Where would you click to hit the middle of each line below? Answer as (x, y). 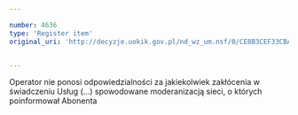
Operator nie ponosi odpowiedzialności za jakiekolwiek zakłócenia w (134, 82)
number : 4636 (33, 25)
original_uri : (35, 42)
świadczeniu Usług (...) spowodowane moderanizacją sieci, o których (136, 92)
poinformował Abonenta (53, 101)
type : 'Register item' (51, 33)
